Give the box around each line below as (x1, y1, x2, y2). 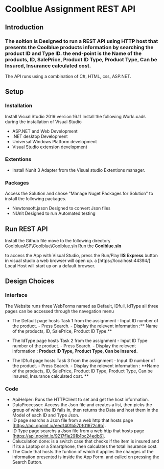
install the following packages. (5, 196, 67, 202)
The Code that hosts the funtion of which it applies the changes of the (12, 448, 154, 454)
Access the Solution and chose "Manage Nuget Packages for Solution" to (5, 190, 153, 197)
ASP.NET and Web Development (12, 128, 78, 134)
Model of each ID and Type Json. (12, 412, 80, 418)
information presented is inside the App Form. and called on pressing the (12, 454, 160, 460)
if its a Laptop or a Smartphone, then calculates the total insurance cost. (12, 443, 158, 449)
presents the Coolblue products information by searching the (5, 44, 154, 51)
